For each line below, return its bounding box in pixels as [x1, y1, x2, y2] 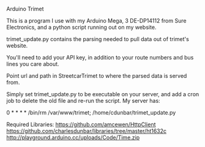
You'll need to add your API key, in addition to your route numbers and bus [6, 54, 194, 61]
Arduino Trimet [6, 6, 44, 12]
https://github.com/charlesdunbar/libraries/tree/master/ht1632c [6, 127, 167, 134]
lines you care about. [6, 61, 59, 67]
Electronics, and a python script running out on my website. [6, 24, 157, 31]
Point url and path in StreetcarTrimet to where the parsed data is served [6, 72, 187, 79]
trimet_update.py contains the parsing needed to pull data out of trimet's [6, 36, 190, 42]
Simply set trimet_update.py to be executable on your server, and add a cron [6, 91, 199, 97]
